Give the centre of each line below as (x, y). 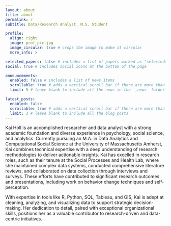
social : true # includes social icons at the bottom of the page (76, 66)
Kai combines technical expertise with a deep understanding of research (81, 149)
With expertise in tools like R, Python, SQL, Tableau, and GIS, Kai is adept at (84, 197)
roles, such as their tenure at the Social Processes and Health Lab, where (82, 160)
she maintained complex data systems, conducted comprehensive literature (85, 166)
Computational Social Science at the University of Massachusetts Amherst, (84, 144)
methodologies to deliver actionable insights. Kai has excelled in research (82, 155)
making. (14, 208)
